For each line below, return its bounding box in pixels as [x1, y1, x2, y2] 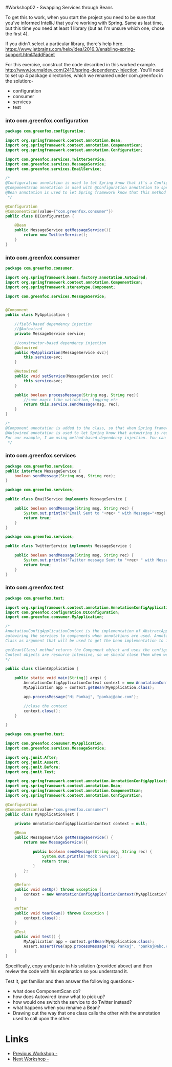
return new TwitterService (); [24, 232, 88, 238]
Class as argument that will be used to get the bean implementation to [5, 638, 164, 643]
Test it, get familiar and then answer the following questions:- [5, 978, 135, 984]
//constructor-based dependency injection [14, 340, 106, 346]
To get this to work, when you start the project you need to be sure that [5, 14, 156, 20]
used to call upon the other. [12, 1015, 71, 1021]
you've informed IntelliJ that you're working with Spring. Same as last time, [5, 20, 163, 26]
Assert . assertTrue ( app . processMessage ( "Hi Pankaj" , [24, 944, 137, 949]
